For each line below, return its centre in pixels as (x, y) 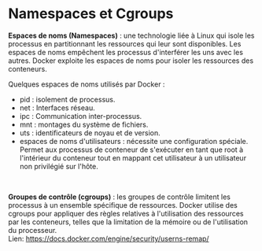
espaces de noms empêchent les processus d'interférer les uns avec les (126, 52)
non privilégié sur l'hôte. (59, 166)
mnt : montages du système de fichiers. (84, 124)
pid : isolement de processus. (67, 99)
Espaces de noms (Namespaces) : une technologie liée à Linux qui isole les (131, 35)
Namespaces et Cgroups (91, 14)
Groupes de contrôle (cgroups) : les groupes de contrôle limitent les (119, 197)
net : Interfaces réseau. (57, 108)
